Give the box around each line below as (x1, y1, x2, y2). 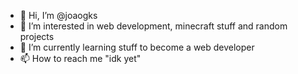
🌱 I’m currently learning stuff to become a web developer (19, 41, 255, 53)
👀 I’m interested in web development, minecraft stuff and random (19, 20, 288, 32)
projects (19, 31, 55, 42)
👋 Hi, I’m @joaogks (19, 10, 98, 21)
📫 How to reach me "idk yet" (19, 53, 142, 64)
